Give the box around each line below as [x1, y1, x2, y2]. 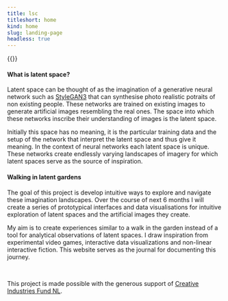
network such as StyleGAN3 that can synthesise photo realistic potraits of [7, 93, 216, 101]
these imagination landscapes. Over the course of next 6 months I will [7, 195, 204, 203]
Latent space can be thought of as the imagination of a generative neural [7, 85, 213, 93]
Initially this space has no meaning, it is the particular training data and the [7, 128, 217, 136]
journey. [7, 252, 30, 261]
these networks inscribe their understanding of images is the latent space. [7, 115, 217, 123]
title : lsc [7, 10, 38, 17]
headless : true [7, 36, 51, 43]
